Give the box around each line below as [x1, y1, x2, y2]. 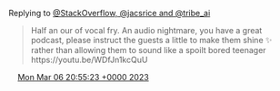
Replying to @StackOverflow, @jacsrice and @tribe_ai [8, 8, 211, 18]
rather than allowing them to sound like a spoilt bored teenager [30, 45, 266, 55]
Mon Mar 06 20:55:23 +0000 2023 [16, 72, 149, 82]
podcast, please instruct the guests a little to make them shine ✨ [30, 35, 273, 45]
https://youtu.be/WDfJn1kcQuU [30, 54, 148, 65]
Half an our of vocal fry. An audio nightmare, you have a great [30, 25, 263, 35]
